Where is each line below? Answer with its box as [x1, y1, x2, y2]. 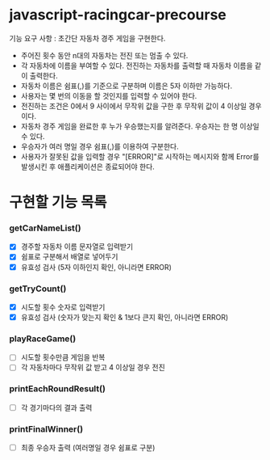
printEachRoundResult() [9, 383, 106, 395]
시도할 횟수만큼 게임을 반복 [20, 352, 106, 362]
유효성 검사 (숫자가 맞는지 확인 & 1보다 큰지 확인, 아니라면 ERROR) [20, 312, 229, 322]
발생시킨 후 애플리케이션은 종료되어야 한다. [20, 162, 156, 171]
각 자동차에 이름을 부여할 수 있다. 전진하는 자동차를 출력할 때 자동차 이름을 [20, 61, 253, 70]
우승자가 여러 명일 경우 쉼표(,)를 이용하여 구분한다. [20, 141, 180, 151]
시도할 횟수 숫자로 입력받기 [20, 302, 106, 312]
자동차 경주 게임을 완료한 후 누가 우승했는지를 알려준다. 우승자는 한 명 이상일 [20, 121, 260, 131]
